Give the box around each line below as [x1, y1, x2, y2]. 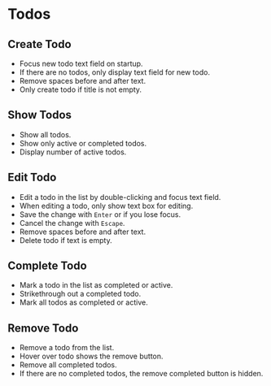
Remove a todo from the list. [19, 343, 115, 353]
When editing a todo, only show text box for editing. [19, 201, 194, 210]
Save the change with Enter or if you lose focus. [19, 209, 181, 219]
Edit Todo [7, 171, 57, 184]
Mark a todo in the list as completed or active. [19, 280, 173, 290]
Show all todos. [19, 129, 72, 139]
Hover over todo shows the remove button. [19, 351, 164, 362]
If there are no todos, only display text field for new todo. [19, 67, 211, 77]
